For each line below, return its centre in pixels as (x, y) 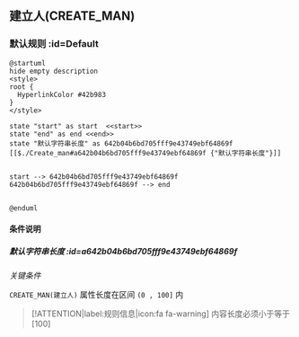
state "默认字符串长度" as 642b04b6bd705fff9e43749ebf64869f (121, 143)
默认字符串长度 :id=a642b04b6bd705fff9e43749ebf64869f (123, 251)
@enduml (24, 208)
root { (22, 87)
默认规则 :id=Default (54, 44)
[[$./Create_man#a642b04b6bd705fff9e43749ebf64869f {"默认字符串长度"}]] (145, 153)
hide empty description (54, 71)
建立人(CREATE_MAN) (72, 16)
